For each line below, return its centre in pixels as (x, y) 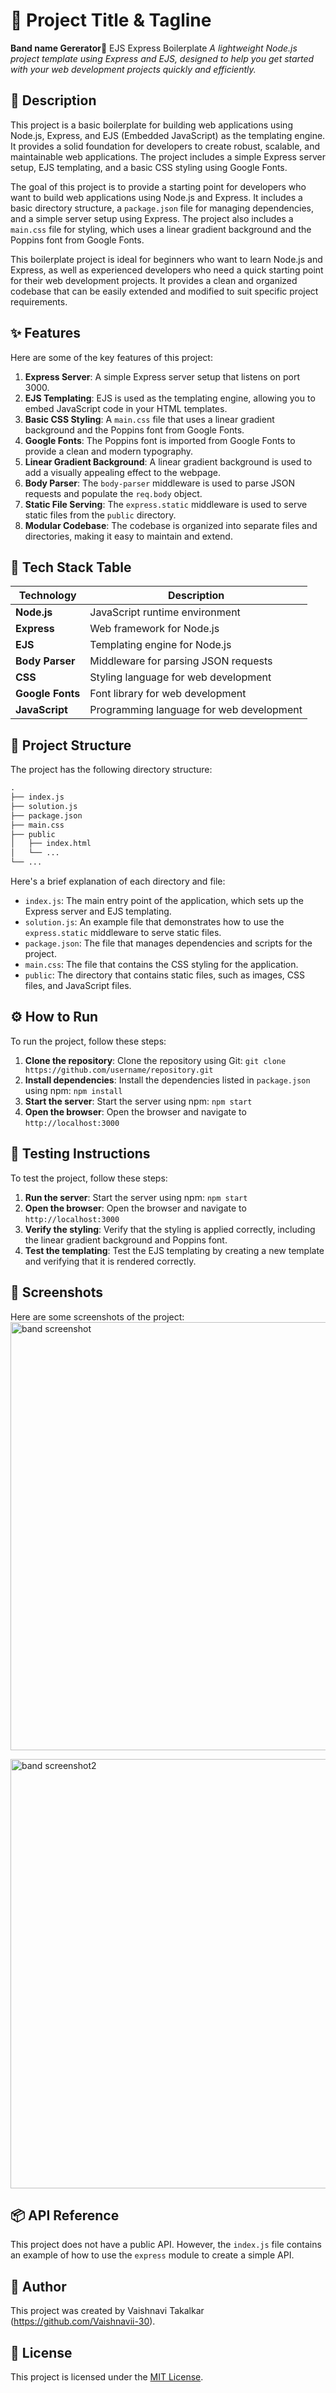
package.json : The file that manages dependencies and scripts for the (168, 943)
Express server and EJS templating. (98, 911)
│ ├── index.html (51, 844)
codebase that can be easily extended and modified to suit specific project (164, 291)
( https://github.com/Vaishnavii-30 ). (83, 2321)
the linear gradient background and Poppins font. (126, 1240)
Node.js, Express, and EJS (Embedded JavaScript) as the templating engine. (168, 135)
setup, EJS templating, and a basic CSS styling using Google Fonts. (149, 167)
